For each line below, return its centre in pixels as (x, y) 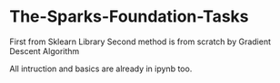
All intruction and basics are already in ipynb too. (101, 69)
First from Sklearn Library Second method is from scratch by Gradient (140, 41)
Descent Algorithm (45, 51)
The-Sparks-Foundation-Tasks (129, 17)
